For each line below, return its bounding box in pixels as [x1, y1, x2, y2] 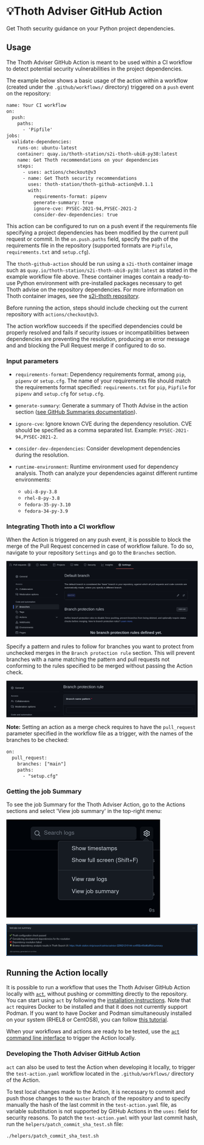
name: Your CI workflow [6, 102, 67, 108]
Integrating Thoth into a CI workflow [6, 522, 115, 530]
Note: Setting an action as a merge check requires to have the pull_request [6, 724, 196, 731]
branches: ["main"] [17, 761, 67, 767]
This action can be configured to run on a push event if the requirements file [6, 222, 197, 229]
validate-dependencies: [12, 139, 72, 145]
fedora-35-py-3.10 [24, 502, 71, 508]
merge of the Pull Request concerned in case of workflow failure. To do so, [6, 542, 194, 550]
